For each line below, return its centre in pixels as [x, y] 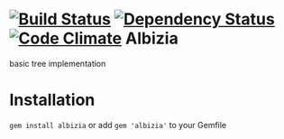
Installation [52, 100]
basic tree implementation [58, 63]
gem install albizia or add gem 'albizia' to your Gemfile [118, 125]
